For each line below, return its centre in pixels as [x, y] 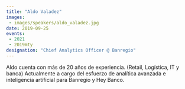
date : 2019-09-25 [27, 28]
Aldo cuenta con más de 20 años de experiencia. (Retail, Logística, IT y [92, 67]
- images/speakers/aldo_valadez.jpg [54, 23]
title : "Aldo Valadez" [34, 12]
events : [16, 34]
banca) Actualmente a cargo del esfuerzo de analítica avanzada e [86, 73]
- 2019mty [21, 45]
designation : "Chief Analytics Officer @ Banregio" [71, 50]
